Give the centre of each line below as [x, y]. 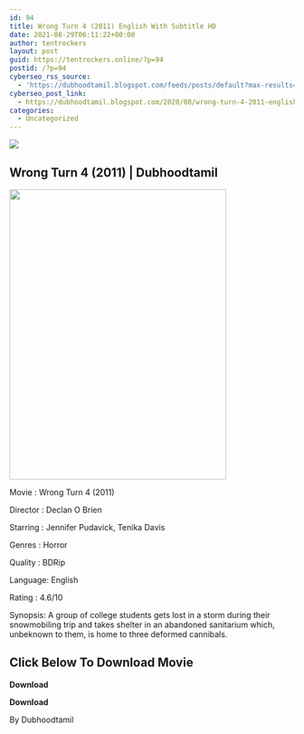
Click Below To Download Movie [101, 663]
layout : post [34, 52]
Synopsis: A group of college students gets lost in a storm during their [140, 615]
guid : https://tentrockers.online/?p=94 [87, 60]
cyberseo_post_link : [48, 93]
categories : [32, 110]
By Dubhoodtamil [42, 720]
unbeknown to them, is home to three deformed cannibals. [119, 634]
